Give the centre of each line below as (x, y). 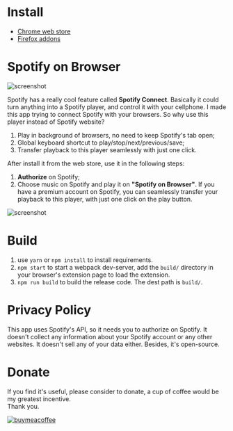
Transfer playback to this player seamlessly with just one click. (107, 149)
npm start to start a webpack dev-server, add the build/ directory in (115, 267)
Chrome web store (44, 31)
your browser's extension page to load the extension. (94, 275)
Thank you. (23, 406)
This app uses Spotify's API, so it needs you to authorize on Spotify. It (107, 329)
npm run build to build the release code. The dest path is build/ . (110, 282)
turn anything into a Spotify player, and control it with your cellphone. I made (117, 107)
